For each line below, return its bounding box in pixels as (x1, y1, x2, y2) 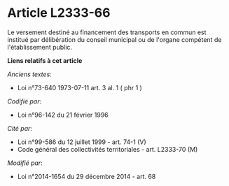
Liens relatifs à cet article (7, 56, 83, 64)
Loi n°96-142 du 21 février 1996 (17, 110, 109, 119)
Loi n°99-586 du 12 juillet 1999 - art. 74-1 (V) (17, 138, 147, 146)
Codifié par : (7, 96, 42, 106)
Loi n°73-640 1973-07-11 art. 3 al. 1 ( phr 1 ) (17, 83, 142, 92)
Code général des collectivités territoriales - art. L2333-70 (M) (17, 145, 198, 153)
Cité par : (7, 124, 33, 132)
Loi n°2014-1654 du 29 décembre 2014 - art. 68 (17, 172, 156, 180)
